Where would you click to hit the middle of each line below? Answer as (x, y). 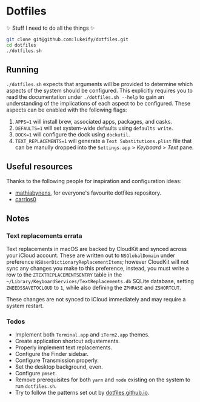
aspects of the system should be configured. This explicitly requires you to (99, 91)
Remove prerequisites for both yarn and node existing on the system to (103, 380)
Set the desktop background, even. (59, 367)
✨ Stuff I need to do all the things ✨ (51, 28)
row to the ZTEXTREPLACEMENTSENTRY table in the (64, 275)
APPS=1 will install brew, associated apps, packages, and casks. (94, 122)
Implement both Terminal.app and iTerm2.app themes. (82, 335)
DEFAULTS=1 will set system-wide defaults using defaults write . (94, 128)
